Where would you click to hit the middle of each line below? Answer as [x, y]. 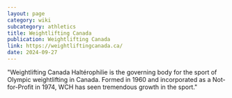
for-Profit [20, 87]
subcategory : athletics [42, 26]
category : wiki [29, 20]
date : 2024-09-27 [32, 53]
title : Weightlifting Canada [49, 33]
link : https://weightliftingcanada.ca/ [65, 46]
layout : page [26, 14]
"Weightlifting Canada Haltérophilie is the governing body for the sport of [112, 72]
